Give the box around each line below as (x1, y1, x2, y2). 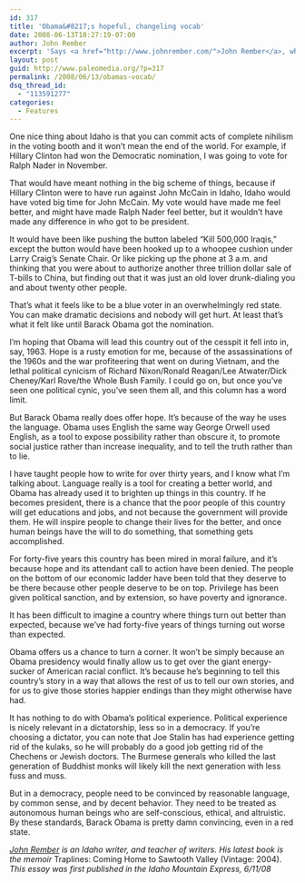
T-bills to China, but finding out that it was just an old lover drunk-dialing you (9, 273, 296, 283)
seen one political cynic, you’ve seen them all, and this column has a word (9, 385, 287, 396)
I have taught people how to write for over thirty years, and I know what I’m (9, 469, 290, 480)
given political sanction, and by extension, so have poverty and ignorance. (9, 592, 288, 603)
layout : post (9, 55, 59, 64)
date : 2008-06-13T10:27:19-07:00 (9, 30, 136, 39)
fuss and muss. (9, 770, 67, 781)
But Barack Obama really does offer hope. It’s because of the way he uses (9, 412, 287, 423)
